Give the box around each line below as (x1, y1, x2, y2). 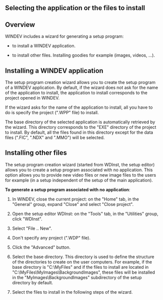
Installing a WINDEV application (5, 66, 104, 75)
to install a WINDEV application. (12, 43, 76, 49)
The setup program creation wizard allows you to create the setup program (5, 80, 156, 85)
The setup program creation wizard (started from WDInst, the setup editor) (5, 161, 155, 167)
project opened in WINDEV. (5, 95, 60, 101)
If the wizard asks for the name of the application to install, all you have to (5, 104, 153, 110)
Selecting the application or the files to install (5, 4, 145, 12)
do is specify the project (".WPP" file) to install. (5, 110, 99, 116)
